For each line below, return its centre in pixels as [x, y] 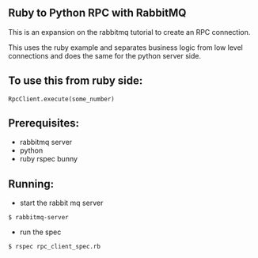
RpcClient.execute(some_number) [61, 99]
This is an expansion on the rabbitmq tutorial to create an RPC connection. [129, 32]
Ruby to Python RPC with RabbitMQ [97, 13]
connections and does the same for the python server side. [105, 55]
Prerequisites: [44, 123]
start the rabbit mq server [61, 203]
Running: [31, 184]
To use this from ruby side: [76, 81]
